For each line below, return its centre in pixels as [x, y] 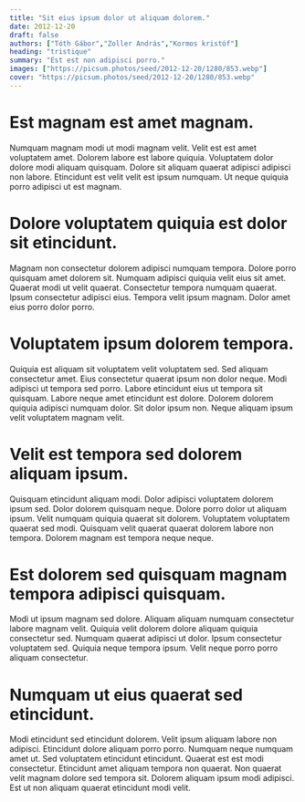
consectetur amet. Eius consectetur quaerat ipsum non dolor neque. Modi [148, 379]
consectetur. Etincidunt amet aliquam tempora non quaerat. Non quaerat [146, 768]
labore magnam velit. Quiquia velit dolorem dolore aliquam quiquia [134, 629]
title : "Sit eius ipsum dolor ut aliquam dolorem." [110, 18]
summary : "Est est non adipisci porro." [88, 60]
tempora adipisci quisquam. [118, 594]
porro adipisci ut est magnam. [66, 186]
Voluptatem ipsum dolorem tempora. [152, 344]
